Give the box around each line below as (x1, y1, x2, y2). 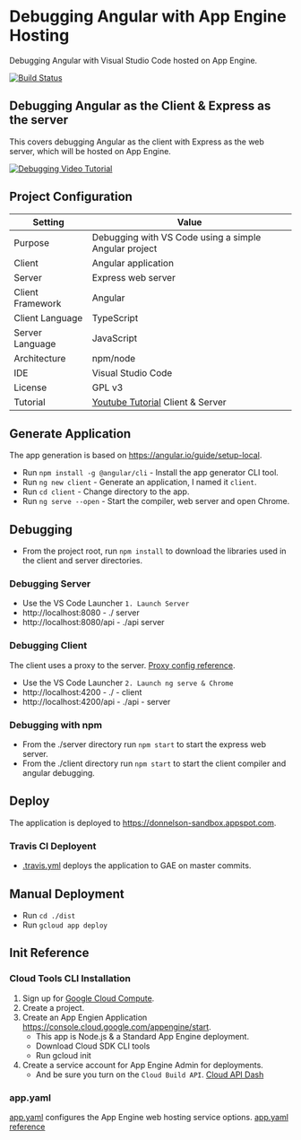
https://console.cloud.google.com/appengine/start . (21, 1021, 212, 1032)
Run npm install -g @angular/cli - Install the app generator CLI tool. (21, 467, 279, 478)
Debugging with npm (9, 718, 103, 731)
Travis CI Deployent (9, 840, 97, 852)
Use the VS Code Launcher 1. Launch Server (21, 598, 190, 609)
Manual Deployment (9, 886, 125, 901)
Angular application (91, 257, 175, 269)
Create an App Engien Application (21, 1012, 148, 1023)
